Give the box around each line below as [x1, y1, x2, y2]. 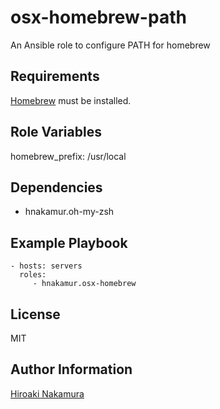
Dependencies [10, 179, 103, 196]
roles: [19, 270, 47, 280]
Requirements [10, 68, 100, 85]
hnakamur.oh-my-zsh [24, 206, 115, 218]
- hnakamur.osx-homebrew [32, 279, 137, 289]
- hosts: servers [10, 261, 83, 271]
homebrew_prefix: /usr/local [10, 150, 127, 162]
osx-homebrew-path [10, 6, 187, 29]
